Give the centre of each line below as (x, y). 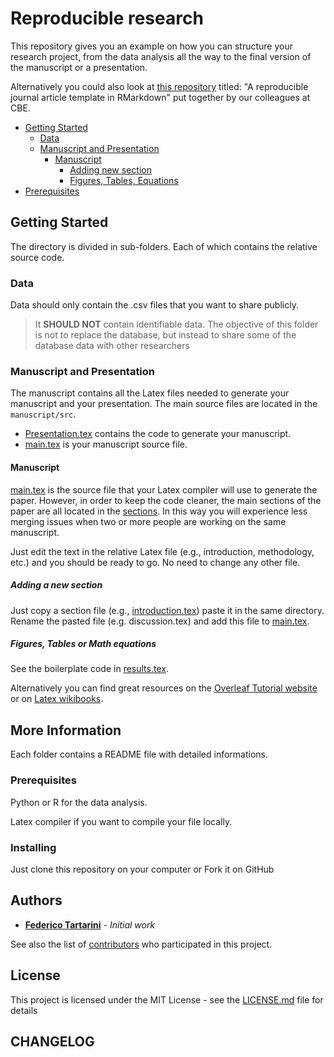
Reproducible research (107, 18)
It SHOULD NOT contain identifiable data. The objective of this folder (176, 324)
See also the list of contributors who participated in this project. (141, 944)
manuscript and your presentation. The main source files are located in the (164, 404)
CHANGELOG (52, 1041)
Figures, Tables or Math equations (83, 644)
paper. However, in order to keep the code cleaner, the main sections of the (166, 500)
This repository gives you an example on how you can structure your (152, 46)
